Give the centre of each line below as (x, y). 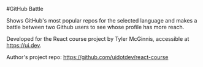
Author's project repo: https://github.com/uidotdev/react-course (87, 57)
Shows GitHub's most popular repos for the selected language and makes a (102, 20)
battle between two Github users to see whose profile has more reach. (95, 27)
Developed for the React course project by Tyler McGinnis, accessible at (98, 39)
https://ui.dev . (24, 45)
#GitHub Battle (25, 9)
